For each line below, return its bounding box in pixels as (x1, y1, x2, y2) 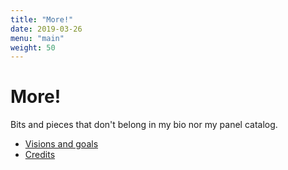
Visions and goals (24, 138, 99, 150)
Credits (24, 149, 56, 161)
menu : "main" (10, 33, 65, 43)
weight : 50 (10, 42, 56, 53)
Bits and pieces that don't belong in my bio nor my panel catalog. (10, 119, 278, 131)
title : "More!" (10, 14, 74, 25)
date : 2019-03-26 (10, 24, 83, 34)
